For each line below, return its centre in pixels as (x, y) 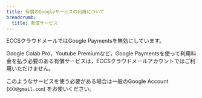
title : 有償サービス (35, 23)
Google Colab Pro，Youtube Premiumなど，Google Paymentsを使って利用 (99, 54)
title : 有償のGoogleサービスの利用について (55, 12)
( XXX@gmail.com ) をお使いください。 (50, 89)
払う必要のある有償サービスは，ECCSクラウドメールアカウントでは (101, 61)
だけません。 (38, 69)
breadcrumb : (21, 17)
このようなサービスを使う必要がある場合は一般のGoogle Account (87, 81)
